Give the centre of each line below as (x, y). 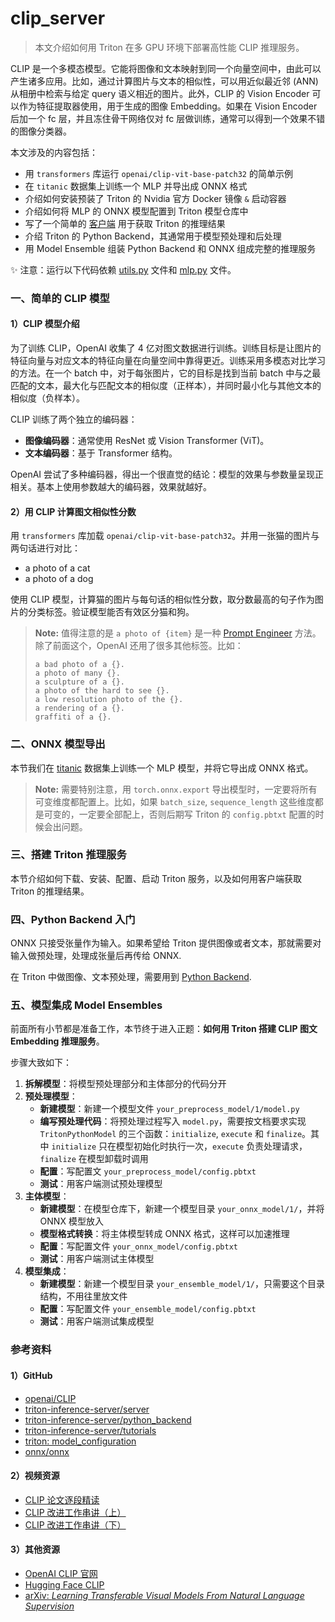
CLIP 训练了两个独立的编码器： (74, 419)
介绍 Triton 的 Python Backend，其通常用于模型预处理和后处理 (153, 236)
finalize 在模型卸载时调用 (94, 1159)
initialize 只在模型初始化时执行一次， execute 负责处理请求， (179, 1146)
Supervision (49, 1606)
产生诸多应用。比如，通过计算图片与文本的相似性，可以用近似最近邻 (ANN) (164, 81)
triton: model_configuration (80, 1441)
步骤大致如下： (41, 1063)
